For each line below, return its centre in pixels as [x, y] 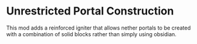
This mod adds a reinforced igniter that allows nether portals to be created [98, 28]
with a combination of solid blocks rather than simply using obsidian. [91, 34]
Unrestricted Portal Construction [90, 11]
